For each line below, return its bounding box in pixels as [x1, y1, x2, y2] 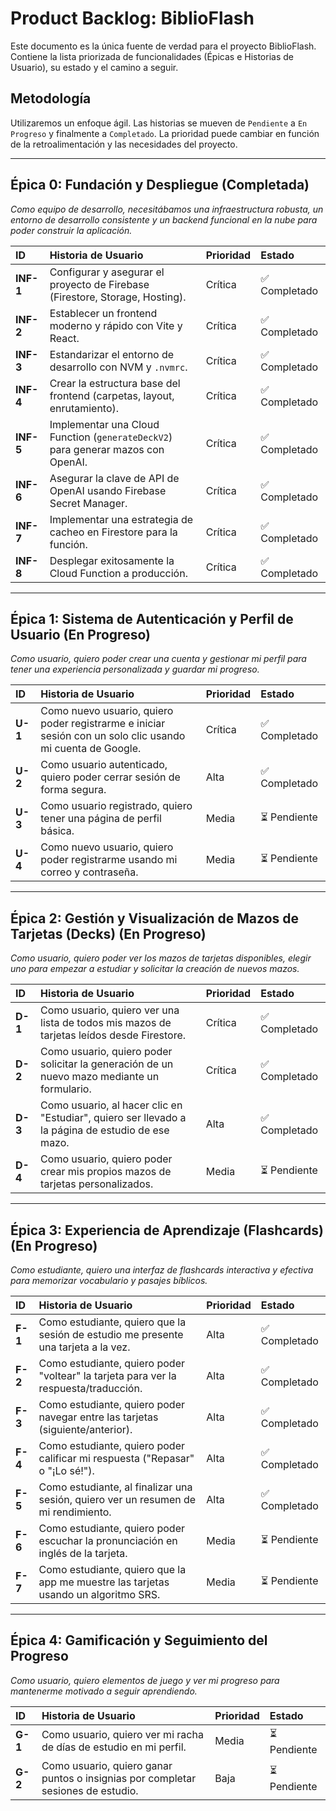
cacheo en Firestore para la [49, 525, 178, 539]
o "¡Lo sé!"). [38, 1464, 95, 1477]
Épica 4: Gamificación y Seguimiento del [10, 1632, 268, 1649]
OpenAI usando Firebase [49, 483, 167, 497]
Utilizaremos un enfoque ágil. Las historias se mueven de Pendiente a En [10, 117, 308, 129]
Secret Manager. [49, 496, 128, 510]
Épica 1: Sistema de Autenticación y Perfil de [10, 610, 294, 627]
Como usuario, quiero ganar [41, 1758, 173, 1772]
